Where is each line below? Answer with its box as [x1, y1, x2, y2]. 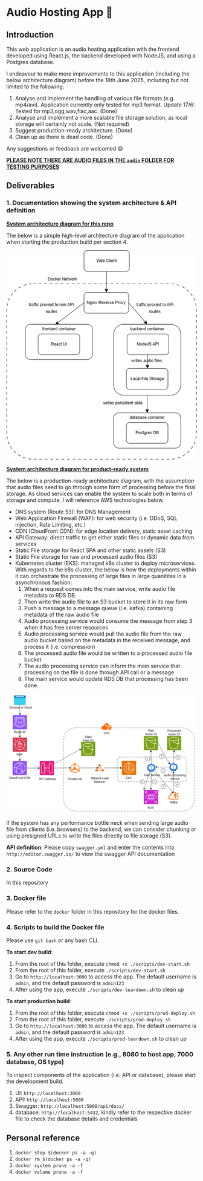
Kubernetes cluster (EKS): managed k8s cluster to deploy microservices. [14, 559, 196, 567]
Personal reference [6, 1133, 80, 1143]
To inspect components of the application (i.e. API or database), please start [6, 1072, 196, 1079]
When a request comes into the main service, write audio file [24, 585, 176, 593]
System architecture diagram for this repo [6, 220, 114, 227]
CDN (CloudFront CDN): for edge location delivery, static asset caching [14, 527, 193, 535]
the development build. [6, 1078, 63, 1085]
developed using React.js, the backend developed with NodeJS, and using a [6, 52, 196, 59]
